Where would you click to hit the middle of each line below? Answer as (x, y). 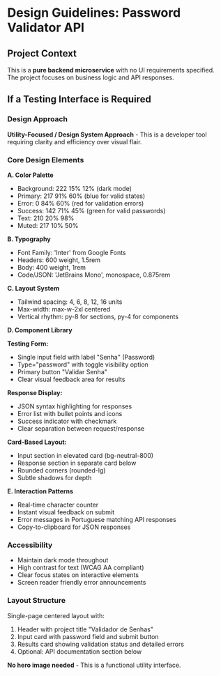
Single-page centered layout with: (56, 615)
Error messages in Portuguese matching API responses (97, 519)
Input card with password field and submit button (88, 636)
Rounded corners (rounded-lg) (61, 470)
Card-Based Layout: (37, 442)
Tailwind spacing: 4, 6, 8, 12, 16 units (70, 302)
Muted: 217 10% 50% (48, 225)
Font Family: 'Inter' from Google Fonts (72, 252)
